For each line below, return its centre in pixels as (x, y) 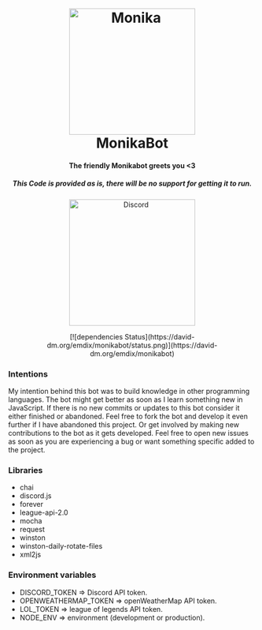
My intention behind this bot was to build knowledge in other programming (129, 392)
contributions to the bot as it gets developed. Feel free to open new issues (129, 433)
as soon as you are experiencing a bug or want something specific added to (131, 441)
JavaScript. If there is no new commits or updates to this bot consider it (124, 408)
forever (31, 504)
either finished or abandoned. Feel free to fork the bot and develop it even (128, 416)
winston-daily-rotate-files (61, 546)
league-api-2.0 (44, 512)
